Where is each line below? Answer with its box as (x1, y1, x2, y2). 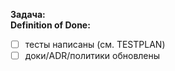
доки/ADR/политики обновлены (24, 50, 161, 62)
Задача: (10, 9, 46, 20)
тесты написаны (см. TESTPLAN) (24, 39, 166, 50)
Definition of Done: (10, 19, 91, 31)
